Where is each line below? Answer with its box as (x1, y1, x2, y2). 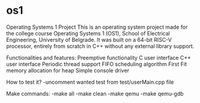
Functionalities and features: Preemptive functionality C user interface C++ (6, 54, 192, 61)
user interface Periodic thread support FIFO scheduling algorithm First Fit (6, 60, 187, 68)
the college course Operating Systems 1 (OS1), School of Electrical (6, 29, 171, 37)
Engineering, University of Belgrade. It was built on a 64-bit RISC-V (6, 36, 172, 43)
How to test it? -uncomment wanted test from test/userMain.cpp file (6, 78, 174, 86)
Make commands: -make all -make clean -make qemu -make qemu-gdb (6, 90, 184, 97)
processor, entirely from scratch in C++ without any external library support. (6, 43, 195, 50)
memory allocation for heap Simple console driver (6, 66, 130, 74)
